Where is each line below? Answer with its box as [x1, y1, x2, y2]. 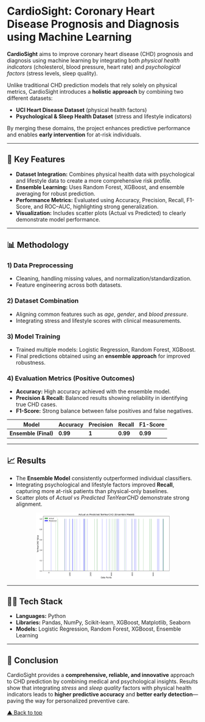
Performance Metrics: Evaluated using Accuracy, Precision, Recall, [15, 196, 186, 203]
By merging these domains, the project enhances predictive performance [7, 124, 191, 131]
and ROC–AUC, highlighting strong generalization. [33, 203, 159, 210]
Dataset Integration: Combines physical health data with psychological [15, 170, 195, 178]
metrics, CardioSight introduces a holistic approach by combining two [7, 88, 184, 95]
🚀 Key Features [7, 154, 66, 165]
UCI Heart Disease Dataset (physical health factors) [15, 106, 147, 113]
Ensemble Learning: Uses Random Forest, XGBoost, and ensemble [15, 183, 185, 191]
